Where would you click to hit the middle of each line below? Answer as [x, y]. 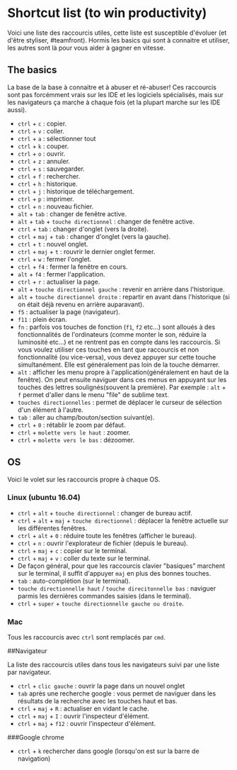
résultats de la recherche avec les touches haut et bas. [98, 701]
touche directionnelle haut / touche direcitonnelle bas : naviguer [117, 588]
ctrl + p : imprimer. [46, 199]
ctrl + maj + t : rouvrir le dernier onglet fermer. [86, 251]
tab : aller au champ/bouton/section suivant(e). [86, 417]
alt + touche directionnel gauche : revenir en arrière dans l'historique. [121, 289]
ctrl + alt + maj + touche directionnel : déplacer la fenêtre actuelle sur [123, 520]
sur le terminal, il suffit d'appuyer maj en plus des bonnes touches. [114, 573]
